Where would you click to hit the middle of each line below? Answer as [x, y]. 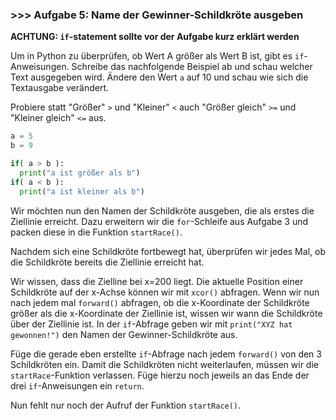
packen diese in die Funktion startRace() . [96, 232]
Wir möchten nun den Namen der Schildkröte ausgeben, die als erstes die [162, 210]
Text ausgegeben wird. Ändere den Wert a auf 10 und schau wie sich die [159, 77]
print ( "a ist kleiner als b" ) [82, 191]
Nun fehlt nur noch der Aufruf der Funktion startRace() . [126, 405]
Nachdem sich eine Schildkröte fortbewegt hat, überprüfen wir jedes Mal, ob [168, 251]
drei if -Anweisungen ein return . [77, 385]
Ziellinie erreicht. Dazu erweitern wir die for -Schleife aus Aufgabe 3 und [159, 221]
